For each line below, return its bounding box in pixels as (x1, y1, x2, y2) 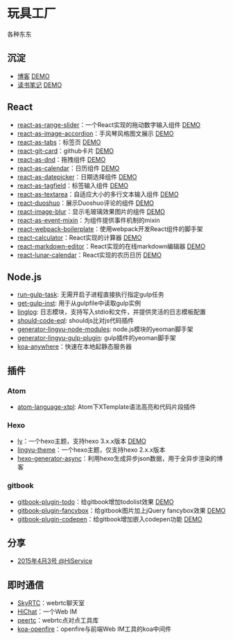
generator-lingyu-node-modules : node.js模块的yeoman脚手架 (17, 325, 193, 333)
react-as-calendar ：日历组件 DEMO (17, 164, 120, 172)
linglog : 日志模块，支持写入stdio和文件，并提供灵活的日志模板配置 (17, 308, 206, 316)
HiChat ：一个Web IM (17, 607, 78, 616)
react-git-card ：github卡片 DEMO (17, 146, 114, 155)
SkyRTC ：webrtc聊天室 (17, 599, 85, 607)
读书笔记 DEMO (17, 81, 62, 89)
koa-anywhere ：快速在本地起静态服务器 (17, 342, 132, 351)
